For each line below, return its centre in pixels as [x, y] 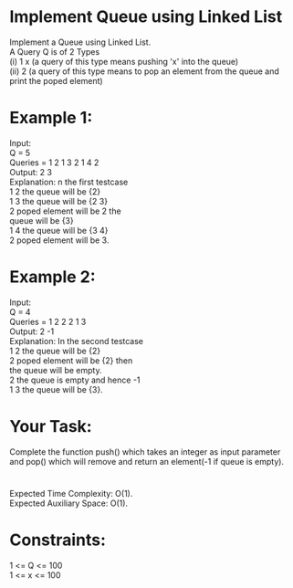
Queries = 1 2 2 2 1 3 [48, 321]
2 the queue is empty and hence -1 [75, 380]
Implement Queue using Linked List [146, 17]
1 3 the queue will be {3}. [56, 389]
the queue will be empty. [56, 370]
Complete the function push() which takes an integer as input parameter [145, 451]
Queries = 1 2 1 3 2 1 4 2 [54, 163]
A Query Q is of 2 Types [55, 51]
